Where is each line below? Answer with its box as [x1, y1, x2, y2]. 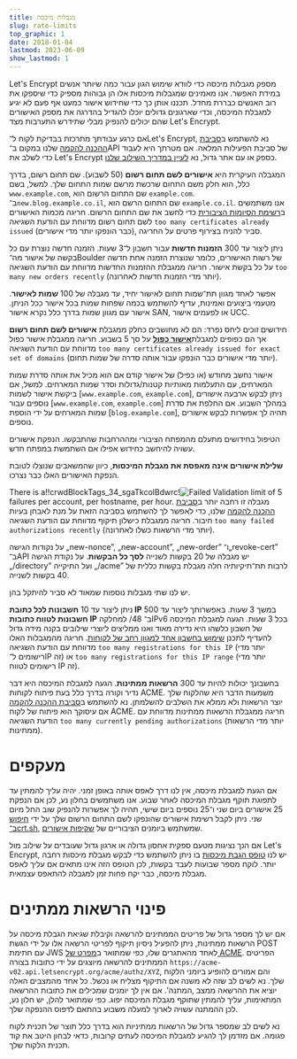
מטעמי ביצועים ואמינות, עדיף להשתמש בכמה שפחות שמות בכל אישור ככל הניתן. [9, 298, 276, 308]
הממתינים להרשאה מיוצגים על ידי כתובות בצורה [9, 956, 168, 967]
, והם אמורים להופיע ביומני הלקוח [159, 966, 270, 977]
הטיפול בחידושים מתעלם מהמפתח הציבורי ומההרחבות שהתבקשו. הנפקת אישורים [9, 434, 280, 444]
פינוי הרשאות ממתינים [9, 900, 166, 919]
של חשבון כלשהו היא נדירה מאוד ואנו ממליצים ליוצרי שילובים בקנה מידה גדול [9, 623, 263, 633]
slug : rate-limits [9, 21, 77, 30]
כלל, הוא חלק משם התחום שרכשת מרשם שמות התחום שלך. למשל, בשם [9, 179, 250, 189]
